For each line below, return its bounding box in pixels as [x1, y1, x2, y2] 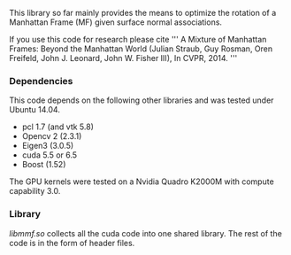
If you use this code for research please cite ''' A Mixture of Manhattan [9, 35, 267, 44]
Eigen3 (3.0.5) [21, 141, 74, 151]
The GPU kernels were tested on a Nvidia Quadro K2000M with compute [9, 176, 274, 187]
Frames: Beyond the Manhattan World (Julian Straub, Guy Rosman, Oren [9, 43, 273, 54]
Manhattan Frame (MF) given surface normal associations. [9, 17, 223, 27]
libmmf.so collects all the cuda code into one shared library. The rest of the [9, 228, 283, 238]
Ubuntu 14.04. [9, 104, 60, 115]
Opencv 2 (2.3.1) [21, 131, 82, 142]
